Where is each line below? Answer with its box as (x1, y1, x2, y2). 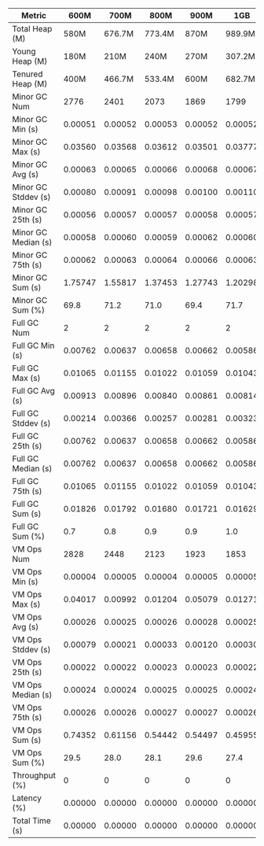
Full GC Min (12, 340, 55, 351)
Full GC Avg (12, 386, 55, 396)
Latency (12, 792, 42, 804)
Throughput (12, 770, 57, 781)
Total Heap (12, 24, 53, 34)
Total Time (12, 815, 51, 826)
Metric (20, 10, 47, 20)
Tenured (12, 68, 43, 79)
